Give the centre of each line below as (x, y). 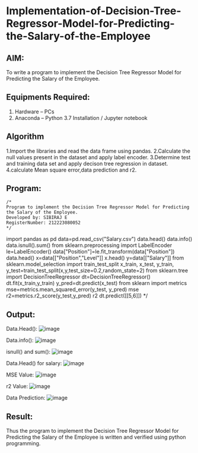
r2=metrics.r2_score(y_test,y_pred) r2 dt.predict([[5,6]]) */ (77, 296)
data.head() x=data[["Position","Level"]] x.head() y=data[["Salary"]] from (95, 258)
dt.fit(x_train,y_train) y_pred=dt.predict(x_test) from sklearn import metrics (97, 283)
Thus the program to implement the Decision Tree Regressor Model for (92, 431)
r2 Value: (17, 387)
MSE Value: (20, 375)
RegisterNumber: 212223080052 (44, 223)
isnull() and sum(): (28, 352)
